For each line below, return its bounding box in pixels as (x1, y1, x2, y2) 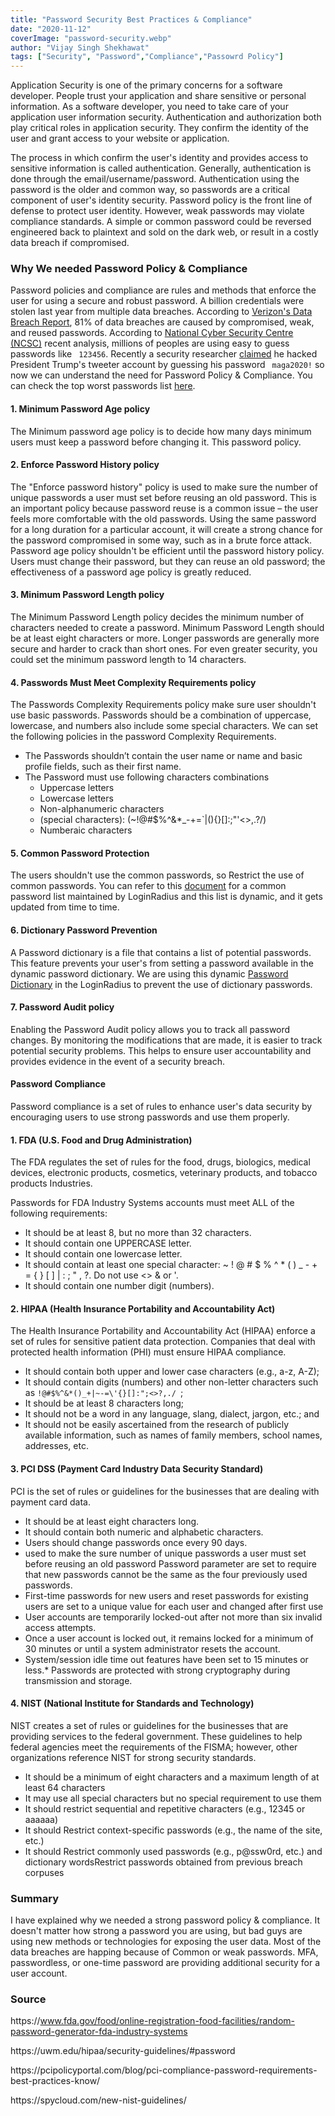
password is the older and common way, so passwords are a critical (10, 184, 290, 196)
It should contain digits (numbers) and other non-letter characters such (24, 1376, 319, 1388)
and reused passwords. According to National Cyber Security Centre (10, 327, 294, 339)
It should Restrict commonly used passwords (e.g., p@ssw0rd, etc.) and (24, 1845, 323, 1857)
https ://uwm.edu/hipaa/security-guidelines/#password (10, 2045, 236, 2057)
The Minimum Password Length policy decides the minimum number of (10, 611, 305, 623)
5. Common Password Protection (10, 847, 150, 859)
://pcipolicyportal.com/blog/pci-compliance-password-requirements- (31, 2064, 318, 2076)
